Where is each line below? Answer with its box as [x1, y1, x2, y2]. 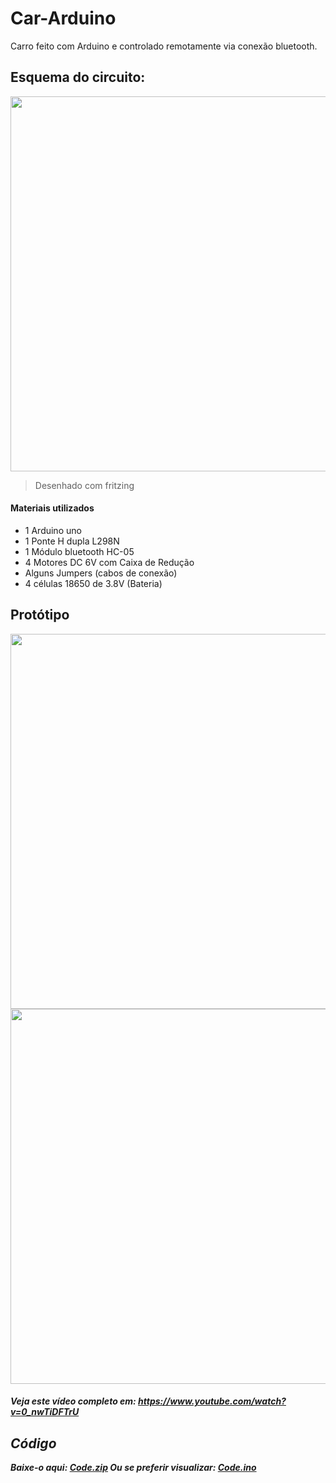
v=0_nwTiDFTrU [10, 1406, 80, 1418]
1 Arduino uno [24, 524, 82, 536]
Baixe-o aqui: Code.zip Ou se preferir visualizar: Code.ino [10, 1462, 257, 1474]
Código [10, 1435, 57, 1452]
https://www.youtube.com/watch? [138, 1395, 287, 1407]
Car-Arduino [10, 7, 117, 30]
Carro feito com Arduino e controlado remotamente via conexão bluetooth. [10, 40, 318, 52]
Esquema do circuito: [10, 69, 146, 86]
